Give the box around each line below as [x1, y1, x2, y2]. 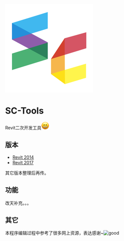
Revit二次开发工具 [5, 124, 42, 130]
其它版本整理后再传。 [5, 170, 49, 176]
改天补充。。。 [5, 200, 31, 206]
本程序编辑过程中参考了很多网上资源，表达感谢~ [5, 230, 104, 236]
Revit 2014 [12, 154, 34, 160]
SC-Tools [5, 105, 44, 117]
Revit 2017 [12, 159, 34, 165]
